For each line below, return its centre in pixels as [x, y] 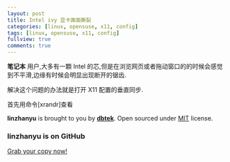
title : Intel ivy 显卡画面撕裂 [49, 20]
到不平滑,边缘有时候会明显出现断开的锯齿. [67, 75]
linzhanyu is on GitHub [46, 136]
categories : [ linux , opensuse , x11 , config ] [73, 26]
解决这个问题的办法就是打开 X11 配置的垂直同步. [75, 90]
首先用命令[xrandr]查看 [40, 104]
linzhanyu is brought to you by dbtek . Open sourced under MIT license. [110, 118]
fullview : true [29, 39]
